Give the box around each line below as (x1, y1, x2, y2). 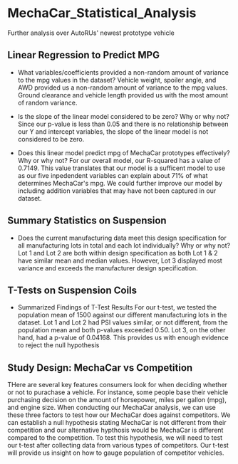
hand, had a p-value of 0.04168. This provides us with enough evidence (17, 333, 229, 342)
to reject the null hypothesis (17, 341, 100, 349)
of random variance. (17, 98, 78, 107)
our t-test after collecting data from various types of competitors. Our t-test (7, 441, 229, 450)
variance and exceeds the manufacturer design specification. (17, 263, 198, 272)
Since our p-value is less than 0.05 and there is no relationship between (17, 120, 229, 128)
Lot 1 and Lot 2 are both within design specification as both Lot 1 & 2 (17, 248, 219, 257)
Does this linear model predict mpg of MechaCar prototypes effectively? (17, 148, 230, 157)
